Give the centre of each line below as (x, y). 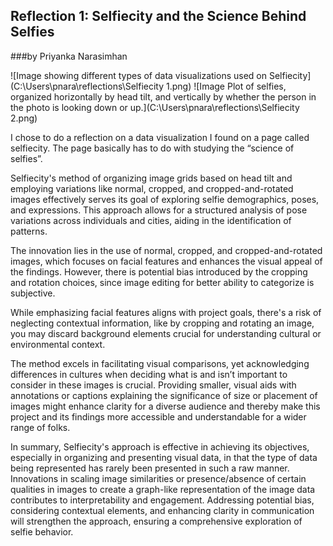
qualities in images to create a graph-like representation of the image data (163, 489)
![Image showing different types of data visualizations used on (138, 75)
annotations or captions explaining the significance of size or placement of (164, 395)
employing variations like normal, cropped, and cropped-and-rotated (152, 188)
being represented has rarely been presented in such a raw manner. (150, 468)
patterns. (29, 231)
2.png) (24, 118)
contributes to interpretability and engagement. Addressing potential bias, (162, 500)
